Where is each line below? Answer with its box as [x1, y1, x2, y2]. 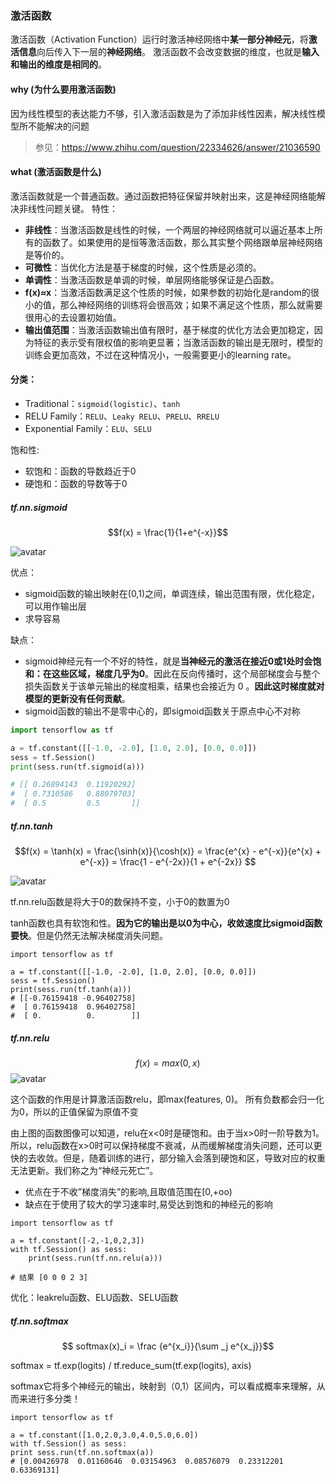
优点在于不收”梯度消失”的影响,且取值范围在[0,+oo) [24, 1185, 233, 1197]
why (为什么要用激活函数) [10, 83, 117, 95]
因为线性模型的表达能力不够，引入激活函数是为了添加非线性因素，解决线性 [10, 107, 317, 119]
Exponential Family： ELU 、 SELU [24, 422, 152, 434]
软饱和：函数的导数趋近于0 [24, 465, 137, 477]
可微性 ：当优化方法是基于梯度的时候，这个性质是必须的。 [24, 261, 262, 273]
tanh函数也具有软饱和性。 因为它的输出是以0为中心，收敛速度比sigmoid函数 [10, 917, 323, 929]
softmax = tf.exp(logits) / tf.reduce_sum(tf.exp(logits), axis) [10, 1359, 252, 1371]
